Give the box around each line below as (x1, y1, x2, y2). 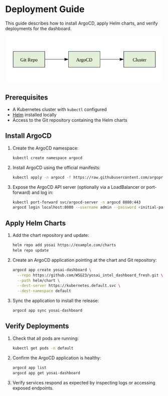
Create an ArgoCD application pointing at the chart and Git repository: (12, 257, 157, 263)
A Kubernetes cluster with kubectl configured (12, 106, 107, 112)
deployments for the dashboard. (5, 25, 72, 31)
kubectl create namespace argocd (12, 155, 83, 161)
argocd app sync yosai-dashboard (12, 308, 83, 313)
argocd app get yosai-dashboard (12, 370, 80, 375)
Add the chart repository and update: (12, 232, 89, 239)
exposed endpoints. (12, 385, 54, 391)
